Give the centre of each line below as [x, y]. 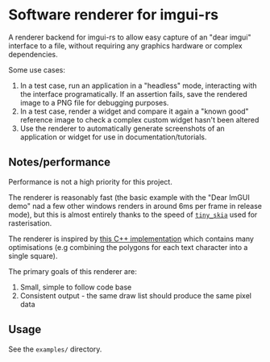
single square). [33, 256]
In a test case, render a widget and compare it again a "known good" [134, 111]
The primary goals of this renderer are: [73, 271]
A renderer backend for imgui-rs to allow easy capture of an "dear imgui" [130, 37]
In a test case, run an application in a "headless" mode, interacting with [138, 85]
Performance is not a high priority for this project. [91, 181]
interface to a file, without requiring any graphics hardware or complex [126, 45]
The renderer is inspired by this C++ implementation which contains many [131, 239]
